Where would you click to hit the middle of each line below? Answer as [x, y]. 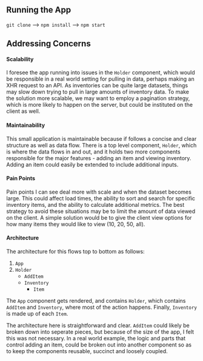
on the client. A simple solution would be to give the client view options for [99, 217]
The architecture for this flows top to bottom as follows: [75, 252]
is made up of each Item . [37, 314]
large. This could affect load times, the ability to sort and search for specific [101, 198]
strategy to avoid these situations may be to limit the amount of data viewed [101, 211]
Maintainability [26, 125]
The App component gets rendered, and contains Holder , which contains [96, 301]
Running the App [39, 10]
